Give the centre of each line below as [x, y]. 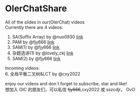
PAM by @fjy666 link [33, 42]
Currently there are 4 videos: [34, 27]
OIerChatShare [36, 9]
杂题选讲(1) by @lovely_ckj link [43, 53]
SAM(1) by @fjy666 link [36, 47]
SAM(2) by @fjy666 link [36, 58]
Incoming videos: [23, 68]
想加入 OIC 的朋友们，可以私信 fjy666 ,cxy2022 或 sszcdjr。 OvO [70, 89]
